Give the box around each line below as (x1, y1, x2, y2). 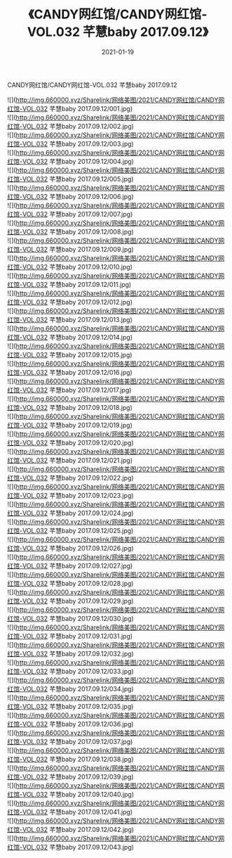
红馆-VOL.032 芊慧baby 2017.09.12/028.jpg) (7, 579, 135, 587)
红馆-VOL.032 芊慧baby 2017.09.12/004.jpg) (7, 157, 135, 165)
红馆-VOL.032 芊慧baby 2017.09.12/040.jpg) (7, 790, 135, 798)
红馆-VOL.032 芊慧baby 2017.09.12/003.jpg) (7, 139, 135, 148)
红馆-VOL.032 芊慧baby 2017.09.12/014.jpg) (7, 333, 133, 341)
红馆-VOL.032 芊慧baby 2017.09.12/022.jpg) (7, 473, 135, 482)
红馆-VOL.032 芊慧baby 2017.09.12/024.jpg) (7, 508, 135, 517)
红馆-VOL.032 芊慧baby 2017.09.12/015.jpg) (7, 350, 132, 359)
